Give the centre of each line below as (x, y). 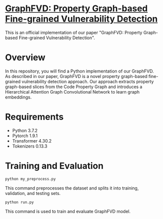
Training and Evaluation (54, 166)
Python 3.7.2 (25, 130)
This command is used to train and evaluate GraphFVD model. (68, 211)
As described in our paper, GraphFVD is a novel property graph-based (76, 76)
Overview (25, 58)
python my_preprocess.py (30, 179)
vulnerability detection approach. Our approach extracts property (88, 81)
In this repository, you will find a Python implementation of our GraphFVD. (80, 71)
